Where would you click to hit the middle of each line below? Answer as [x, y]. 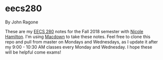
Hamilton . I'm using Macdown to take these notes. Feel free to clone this [78, 37]
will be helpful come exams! [33, 52]
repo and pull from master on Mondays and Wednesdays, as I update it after [81, 41]
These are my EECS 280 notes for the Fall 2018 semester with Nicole [74, 31]
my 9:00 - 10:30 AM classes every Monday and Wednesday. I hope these [79, 47]
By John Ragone [22, 22]
